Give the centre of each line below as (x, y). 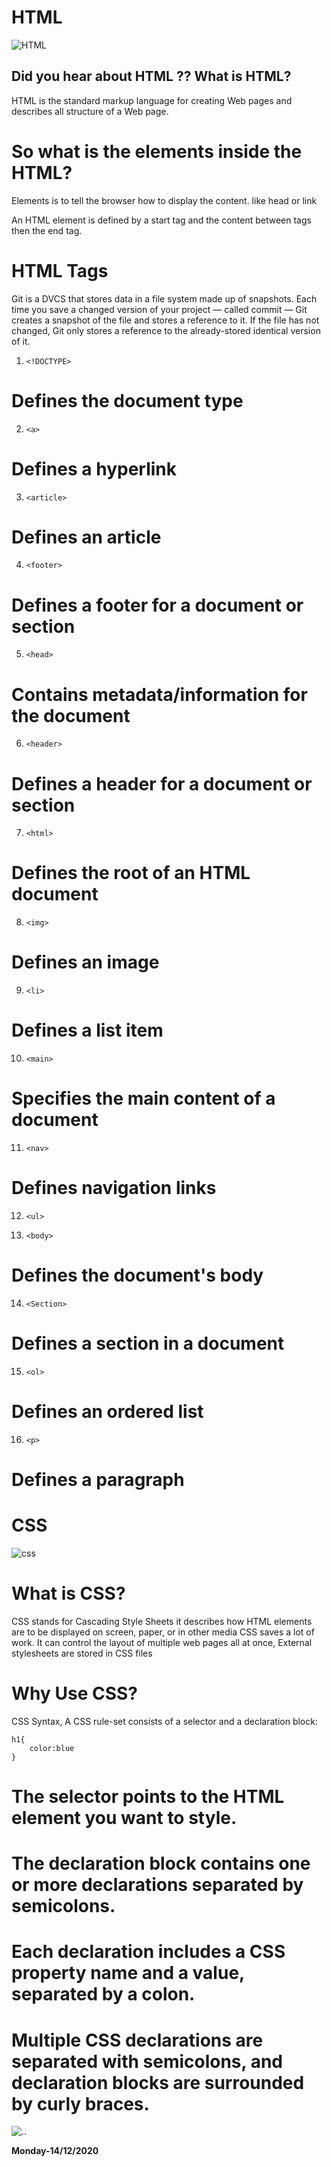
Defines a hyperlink (94, 468)
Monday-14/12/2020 (55, 2151)
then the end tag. (47, 230)
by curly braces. (80, 2103)
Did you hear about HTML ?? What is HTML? (151, 76)
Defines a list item (87, 1030)
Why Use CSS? (75, 1693)
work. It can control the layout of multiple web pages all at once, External (162, 1642)
